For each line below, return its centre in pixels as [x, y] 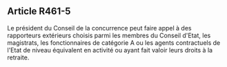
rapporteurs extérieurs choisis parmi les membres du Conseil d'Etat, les [109, 35]
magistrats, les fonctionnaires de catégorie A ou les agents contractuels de [114, 42]
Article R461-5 [39, 11]
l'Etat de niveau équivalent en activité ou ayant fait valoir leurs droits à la [110, 50]
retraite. [18, 57]
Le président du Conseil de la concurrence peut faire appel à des [99, 28]
